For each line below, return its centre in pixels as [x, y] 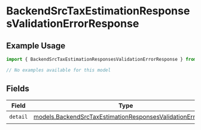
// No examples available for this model [59, 70]
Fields [18, 89]
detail [19, 117]
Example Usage [36, 46]
